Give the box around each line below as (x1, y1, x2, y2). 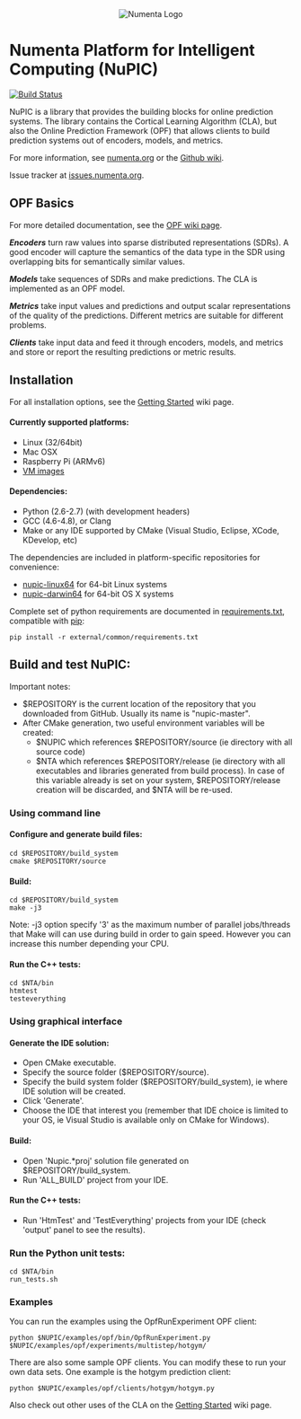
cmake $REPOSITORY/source (9, 857, 106, 866)
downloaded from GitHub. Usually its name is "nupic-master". (22, 708, 251, 718)
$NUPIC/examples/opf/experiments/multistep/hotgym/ (9, 1342, 207, 1351)
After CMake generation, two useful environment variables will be (22, 718, 265, 728)
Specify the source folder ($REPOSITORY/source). (22, 1067, 209, 1078)
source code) (35, 745, 85, 757)
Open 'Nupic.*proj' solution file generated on (22, 1155, 190, 1166)
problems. (9, 319, 47, 331)
